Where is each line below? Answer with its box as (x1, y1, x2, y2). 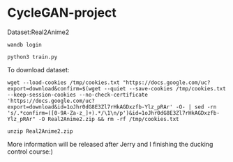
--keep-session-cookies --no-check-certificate (7, 91, 149, 98)
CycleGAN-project (7, 5, 116, 21)
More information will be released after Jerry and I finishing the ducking (7, 140, 213, 148)
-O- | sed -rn (175, 103, 217, 111)
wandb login (7, 41, 42, 48)
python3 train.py (7, 54, 58, 60)
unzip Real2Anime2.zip (7, 127, 73, 135)
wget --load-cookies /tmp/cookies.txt (7, 79, 120, 86)
